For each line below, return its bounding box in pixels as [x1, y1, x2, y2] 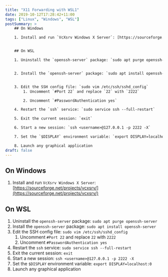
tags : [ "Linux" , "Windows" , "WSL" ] [5, 17, 79, 22]
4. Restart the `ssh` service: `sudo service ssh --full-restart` [14, 107, 155, 112]
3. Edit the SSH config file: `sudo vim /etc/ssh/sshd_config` [14, 84, 149, 89]
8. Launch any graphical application [14, 143, 93, 148]
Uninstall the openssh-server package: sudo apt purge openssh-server [12, 218, 157, 224]
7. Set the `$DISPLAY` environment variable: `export [14, 134, 128, 139]
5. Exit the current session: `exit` [14, 116, 93, 121]
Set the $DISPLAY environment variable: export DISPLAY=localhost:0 [12, 261, 152, 267]
